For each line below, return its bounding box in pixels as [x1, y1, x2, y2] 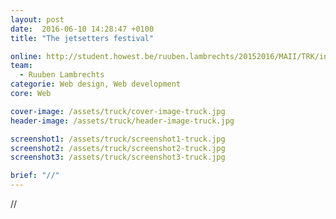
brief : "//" [10, 171, 60, 181]
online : [10, 51, 43, 61]
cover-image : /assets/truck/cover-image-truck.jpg [10, 106, 226, 116]
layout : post [10, 14, 65, 25]
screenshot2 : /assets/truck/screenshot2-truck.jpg [10, 143, 226, 153]
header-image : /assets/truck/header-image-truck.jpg [10, 116, 235, 126]
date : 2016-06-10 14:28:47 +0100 [10, 24, 155, 34]
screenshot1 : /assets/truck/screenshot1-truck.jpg [10, 134, 226, 144]
